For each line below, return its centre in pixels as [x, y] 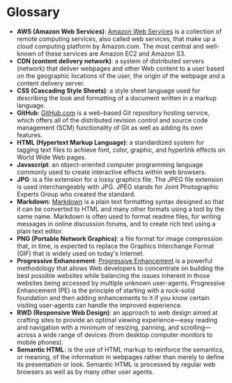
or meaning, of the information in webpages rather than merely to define [120, 357]
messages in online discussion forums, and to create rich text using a [116, 224]
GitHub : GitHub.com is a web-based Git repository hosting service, [113, 113]
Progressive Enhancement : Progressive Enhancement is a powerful [115, 260]
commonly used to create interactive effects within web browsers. [111, 172]
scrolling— [196, 327]
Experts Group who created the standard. [76, 194]
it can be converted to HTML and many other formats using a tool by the [120, 209]
